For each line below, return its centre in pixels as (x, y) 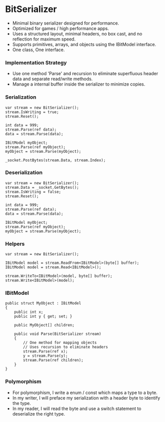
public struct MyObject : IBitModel (43, 303)
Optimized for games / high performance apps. (61, 28)
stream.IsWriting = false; (33, 192)
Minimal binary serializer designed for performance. (66, 23)
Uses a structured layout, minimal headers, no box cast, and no (77, 34)
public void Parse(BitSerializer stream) (58, 334)
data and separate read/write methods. (53, 79)
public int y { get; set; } (43, 316)
